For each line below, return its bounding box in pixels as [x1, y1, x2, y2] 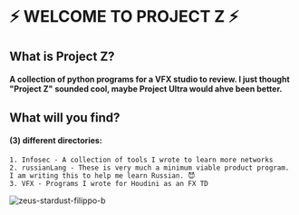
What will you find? [9, 110, 121, 125]
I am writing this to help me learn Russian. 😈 [9, 171, 196, 181]
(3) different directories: [9, 135, 102, 146]
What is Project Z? [9, 48, 115, 64]
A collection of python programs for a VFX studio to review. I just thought [9, 73, 290, 85]
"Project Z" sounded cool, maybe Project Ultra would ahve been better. [9, 83, 283, 94]
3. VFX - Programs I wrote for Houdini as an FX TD [9, 179, 208, 188]
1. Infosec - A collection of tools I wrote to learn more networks [9, 155, 274, 164]
